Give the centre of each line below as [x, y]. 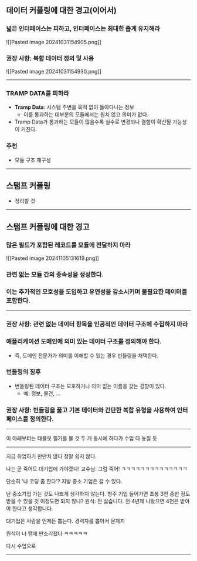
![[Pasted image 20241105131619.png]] [53, 258]
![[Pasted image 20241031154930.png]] [54, 71]
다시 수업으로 [21, 546]
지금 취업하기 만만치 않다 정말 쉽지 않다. [51, 456]
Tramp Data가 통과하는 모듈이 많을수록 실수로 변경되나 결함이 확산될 [93, 122]
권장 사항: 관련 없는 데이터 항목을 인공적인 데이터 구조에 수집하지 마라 [97, 324]
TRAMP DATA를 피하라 [38, 93]
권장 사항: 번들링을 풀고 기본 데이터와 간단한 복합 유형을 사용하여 [91, 410]
